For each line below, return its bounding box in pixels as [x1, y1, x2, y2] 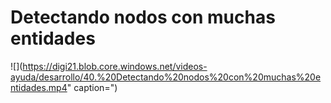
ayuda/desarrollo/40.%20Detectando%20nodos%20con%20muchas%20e [10, 71, 322, 83]
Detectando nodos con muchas [10, 6, 276, 29]
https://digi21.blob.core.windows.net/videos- [22, 60, 208, 72]
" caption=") [66, 81, 118, 93]
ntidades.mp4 [10, 81, 68, 93]
